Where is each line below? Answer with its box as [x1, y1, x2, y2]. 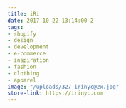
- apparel [7, 76, 37, 84]
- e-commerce [7, 50, 46, 58]
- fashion [7, 63, 37, 70]
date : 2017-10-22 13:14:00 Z [7, 17, 94, 24]
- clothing [7, 70, 40, 77]
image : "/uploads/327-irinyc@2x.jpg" [7, 83, 120, 90]
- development [7, 43, 50, 50]
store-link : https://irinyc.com [7, 90, 103, 97]
